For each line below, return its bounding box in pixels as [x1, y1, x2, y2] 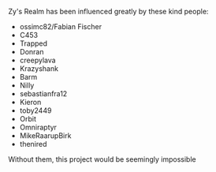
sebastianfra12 [19, 89, 68, 98]
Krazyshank [19, 64, 59, 73]
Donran [19, 47, 44, 56]
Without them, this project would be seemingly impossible [8, 155, 196, 164]
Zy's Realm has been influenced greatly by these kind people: [8, 7, 209, 16]
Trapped [19, 39, 48, 48]
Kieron [19, 98, 42, 107]
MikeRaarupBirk [19, 131, 72, 140]
